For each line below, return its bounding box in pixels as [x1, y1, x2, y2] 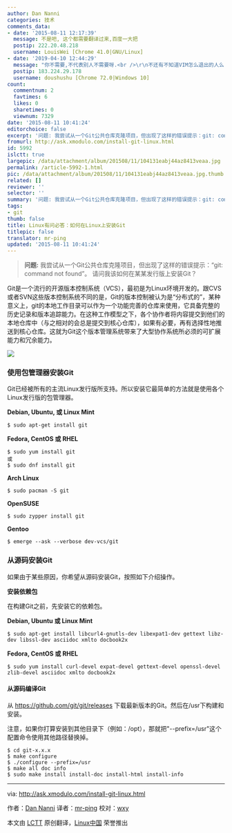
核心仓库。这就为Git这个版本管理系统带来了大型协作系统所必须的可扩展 [19, 327, 221, 335]
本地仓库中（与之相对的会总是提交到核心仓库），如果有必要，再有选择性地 [7, 319, 216, 327]
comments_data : [7, 23, 51, 30]
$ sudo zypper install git [7, 513, 85, 520]
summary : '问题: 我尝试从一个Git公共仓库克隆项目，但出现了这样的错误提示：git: [7, 196, 215, 204]
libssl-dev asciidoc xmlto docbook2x [19, 636, 128, 643]
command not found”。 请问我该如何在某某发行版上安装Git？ [23, 270, 197, 278]
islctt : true [7, 151, 45, 159]
